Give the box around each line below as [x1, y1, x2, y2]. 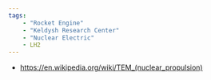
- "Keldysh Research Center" [22, 26, 120, 34]
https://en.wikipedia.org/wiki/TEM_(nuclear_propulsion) [19, 63, 203, 72]
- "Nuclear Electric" [22, 33, 94, 42]
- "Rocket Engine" [22, 19, 84, 27]
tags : [8, 11, 26, 20]
